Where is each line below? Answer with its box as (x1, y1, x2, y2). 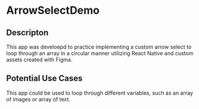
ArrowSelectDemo (6, 4, 100, 17)
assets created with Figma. (6, 56, 73, 63)
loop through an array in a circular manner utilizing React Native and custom (6, 50, 194, 57)
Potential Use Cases (6, 73, 82, 84)
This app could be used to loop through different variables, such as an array (6, 89, 194, 96)
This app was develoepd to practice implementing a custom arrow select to (6, 43, 192, 50)
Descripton (6, 28, 49, 38)
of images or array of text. (6, 95, 71, 102)
